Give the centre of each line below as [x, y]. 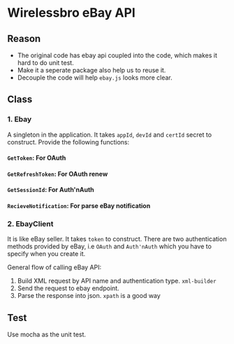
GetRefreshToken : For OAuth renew [58, 174]
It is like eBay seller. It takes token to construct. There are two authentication [117, 239]
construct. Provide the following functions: [68, 142]
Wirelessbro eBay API [72, 13]
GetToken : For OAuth [37, 158]
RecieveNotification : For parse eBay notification [79, 206]
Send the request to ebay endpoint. [68, 288]
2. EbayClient [30, 223]
